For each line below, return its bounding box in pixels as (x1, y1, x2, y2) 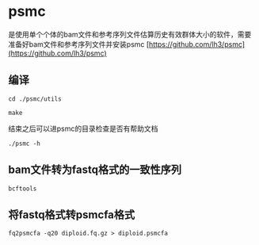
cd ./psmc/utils (8, 94, 62, 103)
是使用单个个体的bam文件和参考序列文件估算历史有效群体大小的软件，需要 (8, 29, 252, 39)
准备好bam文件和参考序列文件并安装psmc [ (8, 39, 150, 49)
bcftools (8, 185, 37, 193)
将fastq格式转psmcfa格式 (8, 208, 135, 221)
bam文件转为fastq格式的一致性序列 (8, 163, 182, 177)
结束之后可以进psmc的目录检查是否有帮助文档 (8, 124, 158, 133)
